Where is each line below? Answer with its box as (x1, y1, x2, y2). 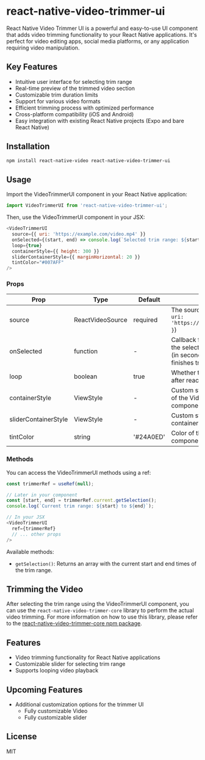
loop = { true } (12, 242, 43, 248)
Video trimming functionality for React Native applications (15, 654, 160, 661)
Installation (6, 141, 50, 152)
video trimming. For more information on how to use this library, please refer (6, 613, 198, 620)
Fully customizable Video (24, 707, 88, 715)
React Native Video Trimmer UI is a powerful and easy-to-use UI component (6, 24, 198, 32)
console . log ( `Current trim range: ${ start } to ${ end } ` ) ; (6, 503, 154, 509)
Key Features (6, 62, 58, 72)
